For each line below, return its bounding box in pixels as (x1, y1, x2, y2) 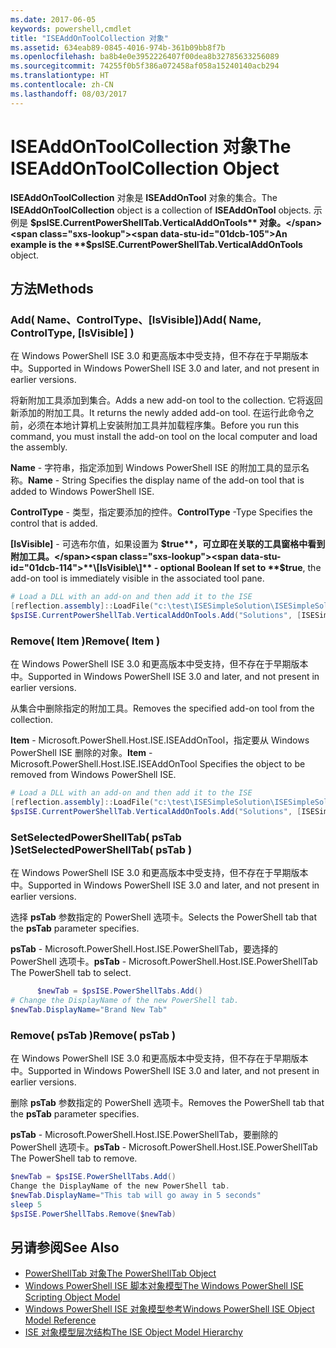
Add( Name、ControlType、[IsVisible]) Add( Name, (10, 312, 262, 326)
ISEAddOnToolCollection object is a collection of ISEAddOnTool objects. (10, 204, 312, 216)
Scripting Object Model (24, 1291, 121, 1303)
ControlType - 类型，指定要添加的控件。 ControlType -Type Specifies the (10, 506, 313, 518)
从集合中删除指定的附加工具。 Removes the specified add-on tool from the (10, 702, 315, 715)
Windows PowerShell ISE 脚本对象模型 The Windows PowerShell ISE (24, 1280, 304, 1292)
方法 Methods (10, 280, 94, 297)
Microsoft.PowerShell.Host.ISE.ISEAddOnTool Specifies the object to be (10, 758, 306, 770)
